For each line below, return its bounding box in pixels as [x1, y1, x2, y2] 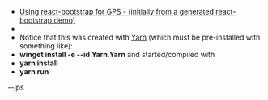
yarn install [19, 58, 58, 68]
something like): [19, 41, 74, 51]
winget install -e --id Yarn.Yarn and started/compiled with [19, 50, 215, 59]
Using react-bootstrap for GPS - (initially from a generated [19, 7, 214, 16]
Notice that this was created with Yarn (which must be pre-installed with [19, 32, 261, 42]
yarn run [19, 67, 49, 76]
